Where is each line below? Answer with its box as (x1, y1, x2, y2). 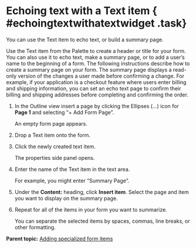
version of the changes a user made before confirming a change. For (17, 72, 185, 79)
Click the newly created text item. (14, 143, 96, 150)
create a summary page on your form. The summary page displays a (6, 66, 172, 73)
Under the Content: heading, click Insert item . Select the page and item (14, 188, 189, 195)
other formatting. (14, 223, 56, 230)
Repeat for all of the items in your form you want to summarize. (14, 206, 167, 213)
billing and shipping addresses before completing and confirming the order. (6, 91, 189, 98)
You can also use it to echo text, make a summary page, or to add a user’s (6, 53, 185, 61)
